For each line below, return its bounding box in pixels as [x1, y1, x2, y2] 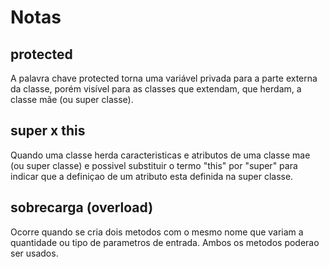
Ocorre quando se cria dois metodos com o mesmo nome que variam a [10, 226, 304, 238]
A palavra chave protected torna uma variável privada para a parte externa [10, 72, 318, 84]
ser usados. [10, 247, 59, 259]
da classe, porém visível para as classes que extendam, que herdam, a [10, 83, 302, 95]
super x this [10, 122, 86, 140]
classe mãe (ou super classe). [10, 94, 134, 105]
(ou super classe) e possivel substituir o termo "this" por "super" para [10, 159, 298, 171]
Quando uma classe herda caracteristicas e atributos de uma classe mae [10, 149, 311, 161]
